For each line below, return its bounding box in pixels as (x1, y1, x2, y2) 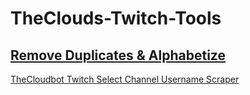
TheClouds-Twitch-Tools (10, 7, 222, 30)
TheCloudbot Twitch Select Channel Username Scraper (10, 73, 240, 85)
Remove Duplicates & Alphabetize (10, 47, 226, 64)
